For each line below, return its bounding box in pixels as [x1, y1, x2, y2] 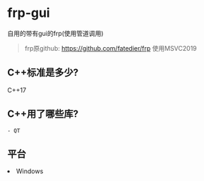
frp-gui [7, 5, 51, 21]
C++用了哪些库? [7, 108, 79, 120]
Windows [16, 167, 44, 175]
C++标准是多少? [7, 67, 79, 79]
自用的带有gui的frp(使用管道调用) [7, 29, 104, 37]
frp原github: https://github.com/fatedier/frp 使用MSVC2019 [24, 44, 198, 52]
